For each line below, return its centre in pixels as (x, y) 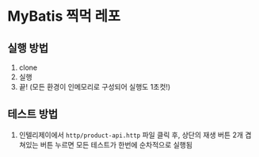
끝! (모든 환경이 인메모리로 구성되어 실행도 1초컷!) (95, 87)
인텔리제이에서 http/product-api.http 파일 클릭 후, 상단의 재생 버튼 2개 (131, 135)
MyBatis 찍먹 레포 (64, 16)
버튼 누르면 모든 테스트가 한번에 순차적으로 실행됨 (116, 144)
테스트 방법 (33, 115)
